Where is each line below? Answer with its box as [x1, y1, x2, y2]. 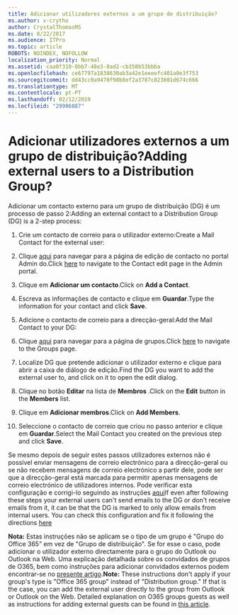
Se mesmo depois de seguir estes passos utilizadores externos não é [8, 451, 211, 459]
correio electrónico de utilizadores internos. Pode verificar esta [8, 480, 193, 489]
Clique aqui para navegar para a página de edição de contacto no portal [18, 252, 229, 260]
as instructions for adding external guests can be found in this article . [8, 599, 211, 608]
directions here [8, 518, 52, 526]
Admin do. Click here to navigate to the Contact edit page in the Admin [18, 259, 222, 268]
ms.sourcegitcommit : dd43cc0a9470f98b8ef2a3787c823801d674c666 [8, 76, 199, 84]
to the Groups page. [18, 344, 77, 353]
